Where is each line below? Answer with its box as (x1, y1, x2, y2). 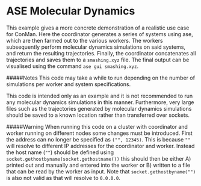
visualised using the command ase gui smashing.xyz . (6, 62, 139, 70)
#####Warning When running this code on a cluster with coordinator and (6, 123, 188, 130)
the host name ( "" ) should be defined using (6, 149, 114, 156)
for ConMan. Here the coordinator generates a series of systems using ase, (6, 30, 194, 37)
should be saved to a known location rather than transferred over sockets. (6, 111, 190, 119)
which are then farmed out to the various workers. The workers (6, 37, 164, 44)
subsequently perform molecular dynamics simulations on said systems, (6, 43, 185, 51)
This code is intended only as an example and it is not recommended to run (6, 92, 193, 99)
